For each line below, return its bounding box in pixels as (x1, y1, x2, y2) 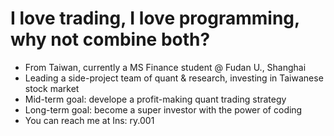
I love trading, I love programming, (10, 7, 300, 30)
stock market (24, 82, 80, 94)
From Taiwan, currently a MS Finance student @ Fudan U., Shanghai (24, 61, 307, 73)
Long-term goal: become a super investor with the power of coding (24, 103, 303, 116)
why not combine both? (10, 28, 211, 51)
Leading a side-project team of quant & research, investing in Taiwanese (24, 72, 324, 84)
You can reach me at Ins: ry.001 (24, 114, 155, 126)
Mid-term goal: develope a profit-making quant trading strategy (24, 93, 287, 105)
